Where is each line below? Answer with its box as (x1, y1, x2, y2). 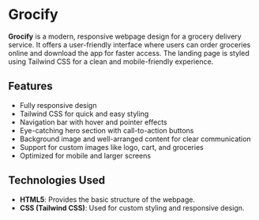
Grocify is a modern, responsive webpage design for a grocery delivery (8, 32, 242, 41)
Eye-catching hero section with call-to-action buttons (19, 125, 194, 135)
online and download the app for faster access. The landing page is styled (8, 48, 250, 58)
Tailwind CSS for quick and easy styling (19, 109, 149, 118)
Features (8, 80, 53, 93)
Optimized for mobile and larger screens (19, 151, 152, 160)
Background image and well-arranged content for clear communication (19, 134, 251, 144)
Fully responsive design (19, 100, 97, 110)
